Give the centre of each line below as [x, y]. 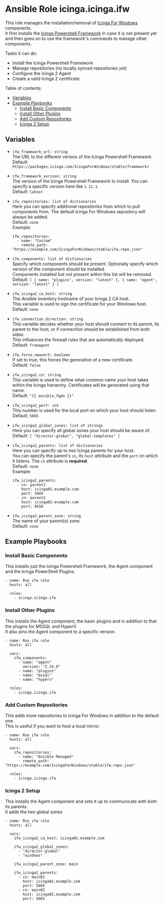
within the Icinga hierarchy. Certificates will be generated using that [81, 385]
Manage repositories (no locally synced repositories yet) [69, 68]
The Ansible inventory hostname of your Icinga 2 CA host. [71, 298]
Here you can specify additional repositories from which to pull [76, 206]
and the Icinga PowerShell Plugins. [40, 572]
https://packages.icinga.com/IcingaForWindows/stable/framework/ [81, 166]
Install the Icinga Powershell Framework [53, 63]
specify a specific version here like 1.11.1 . [55, 186]
